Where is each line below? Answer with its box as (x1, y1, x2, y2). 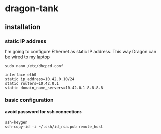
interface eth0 (5, 72, 37, 77)
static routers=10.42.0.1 (5, 81, 59, 86)
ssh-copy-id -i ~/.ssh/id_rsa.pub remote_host (5, 124, 103, 129)
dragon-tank (5, 3, 59, 14)
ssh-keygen (5, 120, 28, 125)
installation (5, 23, 41, 31)
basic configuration (5, 96, 54, 103)
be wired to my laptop (5, 54, 50, 60)
